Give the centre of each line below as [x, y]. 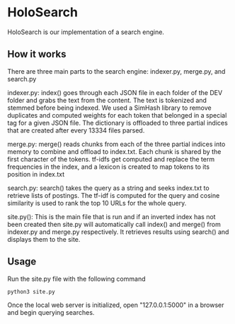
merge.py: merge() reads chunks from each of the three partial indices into [116, 144]
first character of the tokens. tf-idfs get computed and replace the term [111, 159]
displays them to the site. [44, 239]
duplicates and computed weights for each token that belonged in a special [117, 115]
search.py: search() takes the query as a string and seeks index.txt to [109, 188]
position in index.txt [36, 174]
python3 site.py [31, 291]
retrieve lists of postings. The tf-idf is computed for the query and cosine [114, 195]
